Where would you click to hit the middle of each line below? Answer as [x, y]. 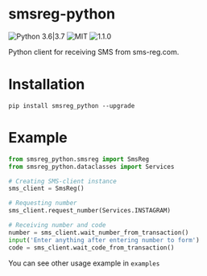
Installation [47, 84]
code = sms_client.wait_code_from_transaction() [91, 247]
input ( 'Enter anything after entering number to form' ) [104, 240]
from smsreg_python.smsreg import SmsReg [79, 159]
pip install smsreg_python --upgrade [72, 105]
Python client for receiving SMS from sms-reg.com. [94, 51]
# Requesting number [43, 203]
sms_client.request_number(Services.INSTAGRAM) [90, 211]
